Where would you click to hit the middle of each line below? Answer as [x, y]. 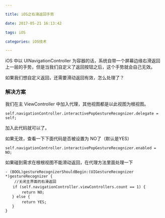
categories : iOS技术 [26, 41]
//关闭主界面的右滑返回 [35, 181]
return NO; [33, 192]
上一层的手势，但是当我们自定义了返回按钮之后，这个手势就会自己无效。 [80, 67]
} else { [21, 196]
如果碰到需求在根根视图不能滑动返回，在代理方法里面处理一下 [69, 162]
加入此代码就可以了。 [27, 128]
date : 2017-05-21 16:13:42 [33, 23]
